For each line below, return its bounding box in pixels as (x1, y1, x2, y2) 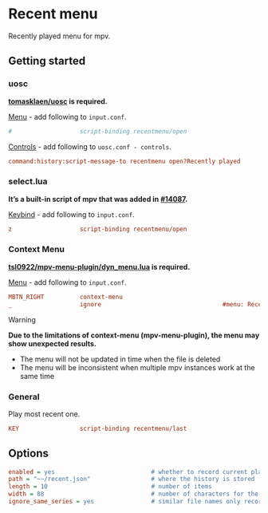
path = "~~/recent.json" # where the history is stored (8, 476, 255, 483)
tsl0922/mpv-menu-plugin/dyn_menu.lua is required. (8, 262, 191, 271)
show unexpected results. (8, 338, 97, 348)
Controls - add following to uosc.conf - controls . (8, 141, 171, 152)
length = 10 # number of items (8, 483, 213, 491)
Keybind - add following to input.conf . (8, 209, 135, 219)
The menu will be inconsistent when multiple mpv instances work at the (19, 362, 255, 372)
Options (8, 447, 49, 460)
